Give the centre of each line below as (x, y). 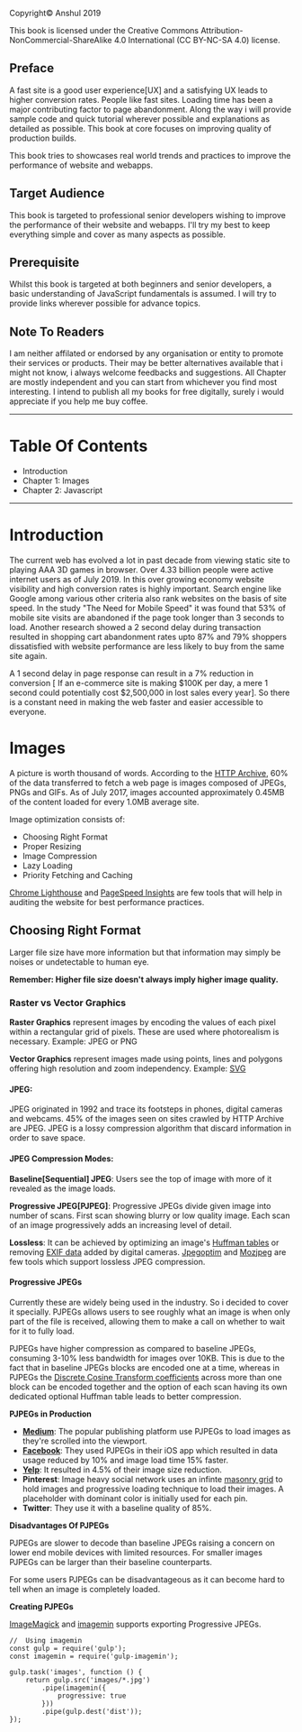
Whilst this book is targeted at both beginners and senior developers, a (141, 284)
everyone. (28, 712)
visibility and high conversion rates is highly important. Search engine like (145, 589)
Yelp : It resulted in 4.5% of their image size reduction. (122, 1470)
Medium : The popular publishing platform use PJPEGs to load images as (156, 1431)
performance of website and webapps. (81, 165)
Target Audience (57, 193)
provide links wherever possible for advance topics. (105, 303)
